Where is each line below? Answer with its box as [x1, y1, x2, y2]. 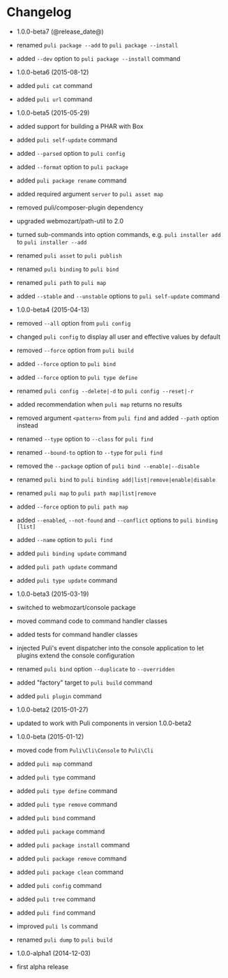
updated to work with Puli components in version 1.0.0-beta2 [16, 719, 192, 727]
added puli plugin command [16, 692, 102, 700]
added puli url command [16, 95, 93, 103]
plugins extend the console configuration [16, 651, 135, 659]
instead [16, 421, 39, 430]
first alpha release [16, 962, 69, 971]
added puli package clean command [16, 868, 123, 876]
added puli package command [16, 827, 105, 835]
